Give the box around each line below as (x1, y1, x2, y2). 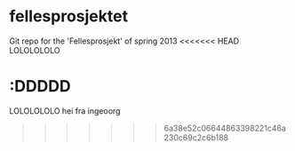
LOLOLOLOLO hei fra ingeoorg (9, 105, 121, 116)
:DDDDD (9, 76, 71, 97)
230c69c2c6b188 (163, 131, 229, 143)
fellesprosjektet (9, 6, 129, 27)
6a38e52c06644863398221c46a (163, 123, 287, 133)
